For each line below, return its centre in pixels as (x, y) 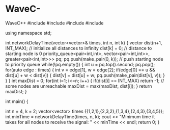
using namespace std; (29, 33)
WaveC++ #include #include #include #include (54, 23)
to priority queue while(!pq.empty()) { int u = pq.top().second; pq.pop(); (80, 64)
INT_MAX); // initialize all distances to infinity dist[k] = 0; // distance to (79, 48)
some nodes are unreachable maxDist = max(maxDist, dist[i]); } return (79, 86)
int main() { (17, 101)
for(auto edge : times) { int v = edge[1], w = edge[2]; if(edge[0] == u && (80, 70)
